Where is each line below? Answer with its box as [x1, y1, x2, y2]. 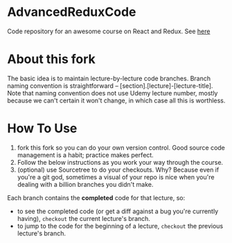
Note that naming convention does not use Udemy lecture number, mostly [7, 89, 218, 97]
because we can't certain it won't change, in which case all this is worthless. [7, 96, 226, 105]
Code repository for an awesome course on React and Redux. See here [7, 27, 211, 35]
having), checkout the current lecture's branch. [17, 214, 151, 222]
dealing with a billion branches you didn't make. [17, 180, 154, 188]
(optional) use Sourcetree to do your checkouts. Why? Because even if [17, 165, 220, 174]
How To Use [7, 120, 78, 136]
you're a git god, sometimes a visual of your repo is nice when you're [17, 172, 215, 181]
